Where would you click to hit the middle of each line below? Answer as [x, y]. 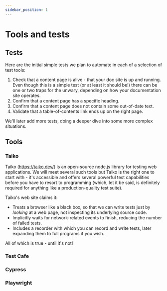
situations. [16, 126]
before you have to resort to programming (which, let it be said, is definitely [83, 183]
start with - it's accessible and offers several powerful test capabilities [77, 178]
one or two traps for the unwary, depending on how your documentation [86, 90]
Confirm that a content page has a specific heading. [66, 100]
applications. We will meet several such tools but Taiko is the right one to [80, 172]
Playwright [19, 283]
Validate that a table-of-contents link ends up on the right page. [78, 111]
